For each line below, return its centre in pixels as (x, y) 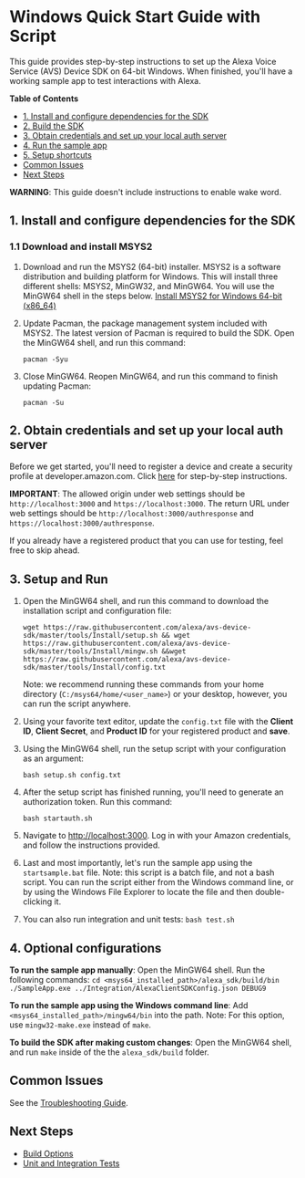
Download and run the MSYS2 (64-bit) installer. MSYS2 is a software (152, 266)
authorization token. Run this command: (97, 802)
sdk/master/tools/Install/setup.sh (90, 636)
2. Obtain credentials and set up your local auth (147, 431)
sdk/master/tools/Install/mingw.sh (90, 652)
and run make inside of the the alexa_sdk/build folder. (109, 1052)
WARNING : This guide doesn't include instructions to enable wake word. (146, 192)
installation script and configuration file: (97, 611)
